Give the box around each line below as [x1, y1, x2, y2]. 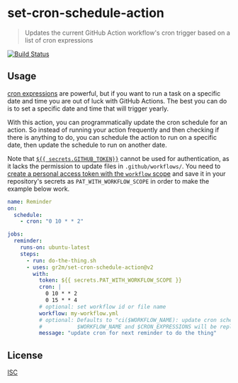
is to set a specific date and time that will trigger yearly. [7, 104, 169, 113]
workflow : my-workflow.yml [38, 310, 119, 317]
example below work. [7, 184, 70, 193]
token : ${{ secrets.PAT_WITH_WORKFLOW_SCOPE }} [38, 277, 182, 284]
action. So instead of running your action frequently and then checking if [7, 126, 220, 134]
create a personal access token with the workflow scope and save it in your [7, 169, 226, 178]
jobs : [7, 231, 23, 238]
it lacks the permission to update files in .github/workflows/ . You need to [7, 162, 221, 170]
